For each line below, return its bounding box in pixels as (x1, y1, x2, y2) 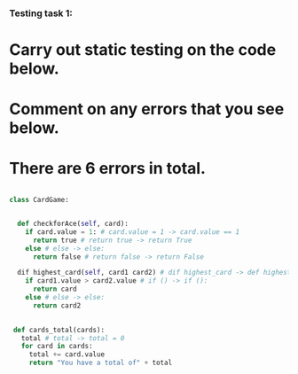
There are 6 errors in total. (9, 159, 207, 179)
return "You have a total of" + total (28, 358, 173, 368)
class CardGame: (9, 196, 69, 205)
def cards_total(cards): (12, 325, 105, 334)
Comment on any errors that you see (9, 99, 285, 120)
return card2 (32, 300, 82, 310)
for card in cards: (20, 342, 93, 351)
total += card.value (28, 350, 105, 359)
